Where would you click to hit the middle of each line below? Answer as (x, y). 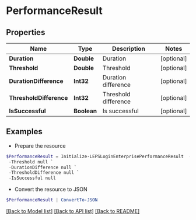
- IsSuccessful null (32, 178)
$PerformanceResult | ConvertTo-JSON (52, 200)
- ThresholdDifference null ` (44, 173)
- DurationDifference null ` (43, 167)
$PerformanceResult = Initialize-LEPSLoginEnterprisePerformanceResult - (99, 156)
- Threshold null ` (31, 162)
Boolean (85, 111)
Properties (26, 32)
